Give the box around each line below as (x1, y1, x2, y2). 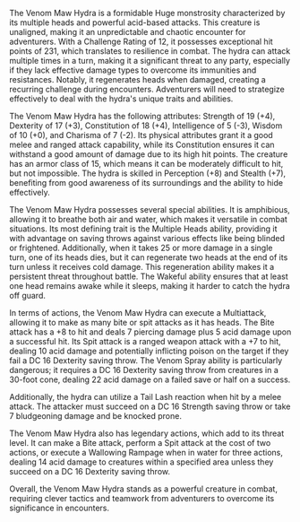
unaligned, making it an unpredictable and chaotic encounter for (9, 27, 246, 37)
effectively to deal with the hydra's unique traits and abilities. (9, 93, 234, 104)
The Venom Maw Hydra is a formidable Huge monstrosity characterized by (9, 8, 286, 18)
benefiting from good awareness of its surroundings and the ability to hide (9, 178, 284, 187)
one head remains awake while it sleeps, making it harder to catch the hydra (9, 281, 291, 291)
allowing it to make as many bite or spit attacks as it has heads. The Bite (9, 318, 275, 327)
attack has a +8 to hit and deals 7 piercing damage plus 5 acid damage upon (9, 326, 292, 337)
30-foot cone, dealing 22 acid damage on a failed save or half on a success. (9, 374, 291, 385)
